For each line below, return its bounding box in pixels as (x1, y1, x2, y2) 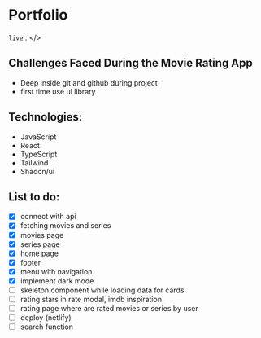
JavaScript (20, 132, 57, 142)
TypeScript (20, 149, 58, 159)
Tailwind (20, 157, 49, 168)
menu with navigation (20, 266, 93, 276)
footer (20, 257, 41, 267)
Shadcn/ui (20, 166, 55, 176)
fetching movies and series (20, 221, 111, 230)
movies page (20, 230, 64, 239)
